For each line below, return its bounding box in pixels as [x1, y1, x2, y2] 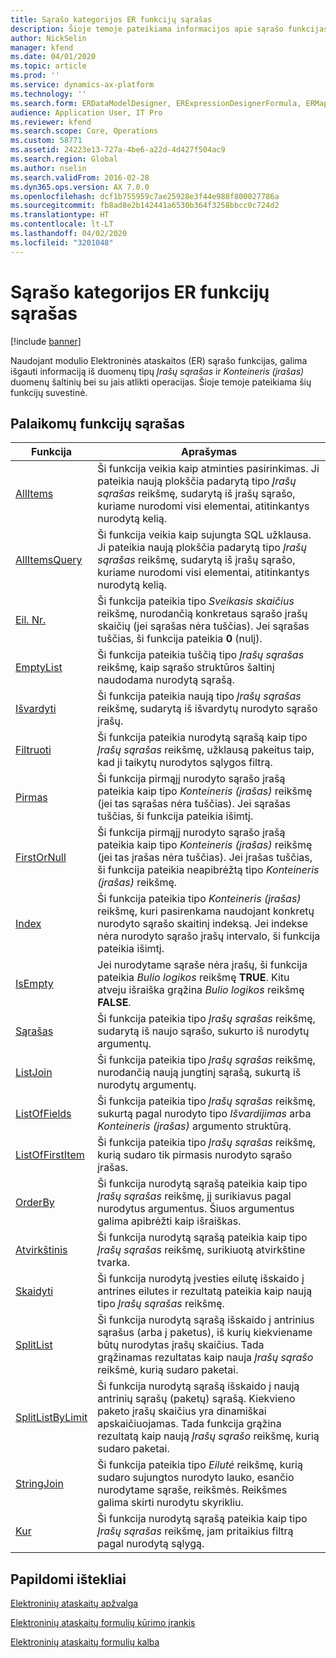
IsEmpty [15, 977, 54, 991]
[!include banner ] [10, 335, 82, 347]
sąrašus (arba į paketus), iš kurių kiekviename [97, 1326, 313, 1340]
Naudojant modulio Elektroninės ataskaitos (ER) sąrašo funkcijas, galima [10, 354, 308, 366]
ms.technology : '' [10, 89, 87, 99]
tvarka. [97, 1256, 131, 1270]
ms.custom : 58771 [10, 136, 83, 146]
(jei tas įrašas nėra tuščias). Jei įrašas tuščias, [97, 851, 313, 865]
